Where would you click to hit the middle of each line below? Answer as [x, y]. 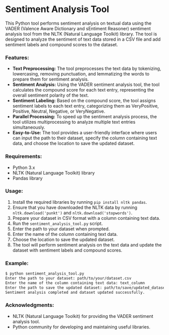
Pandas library [27, 178]
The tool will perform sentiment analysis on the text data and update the [87, 244]
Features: [17, 57]
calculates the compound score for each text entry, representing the [83, 90]
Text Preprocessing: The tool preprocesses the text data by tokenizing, [87, 68]
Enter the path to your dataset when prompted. [61, 229]
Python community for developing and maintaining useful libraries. [81, 327]
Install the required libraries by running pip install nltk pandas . [80, 202]
